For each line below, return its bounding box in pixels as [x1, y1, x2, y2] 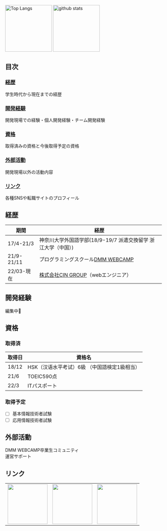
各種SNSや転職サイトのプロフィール [5, 195, 80, 201]
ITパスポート [27, 383, 57, 390]
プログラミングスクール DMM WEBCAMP [39, 256, 134, 263]
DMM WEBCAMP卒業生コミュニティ [5, 447, 80, 453]
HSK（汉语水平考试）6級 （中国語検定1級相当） [27, 364, 140, 371]
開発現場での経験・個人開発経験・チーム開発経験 [5, 117, 105, 123]
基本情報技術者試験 [12, 411, 52, 417]
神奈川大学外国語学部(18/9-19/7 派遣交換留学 [39, 237, 149, 244]
